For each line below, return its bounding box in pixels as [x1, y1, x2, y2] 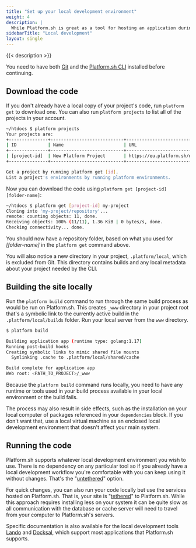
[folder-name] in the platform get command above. [6, 241, 130, 249]
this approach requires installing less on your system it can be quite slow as [6, 499, 188, 506]
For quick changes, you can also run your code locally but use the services [6, 486, 187, 493]
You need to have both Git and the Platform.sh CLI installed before [6, 63, 165, 70]
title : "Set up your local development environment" [6, 8, 137, 15]
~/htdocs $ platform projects [6, 125, 80, 132]
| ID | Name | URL [6, 142, 137, 148]
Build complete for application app [6, 365, 95, 371]
